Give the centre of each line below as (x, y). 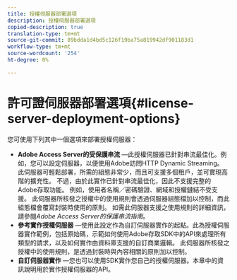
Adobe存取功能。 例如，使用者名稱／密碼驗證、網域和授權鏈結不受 (115, 189)
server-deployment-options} (94, 118)
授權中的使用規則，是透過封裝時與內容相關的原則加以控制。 (104, 251)
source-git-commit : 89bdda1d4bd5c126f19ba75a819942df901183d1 (101, 40)
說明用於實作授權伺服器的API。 (69, 269)
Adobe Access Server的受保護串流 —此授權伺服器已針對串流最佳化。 (119, 154)
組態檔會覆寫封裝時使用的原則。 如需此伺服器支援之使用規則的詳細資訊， (123, 207)
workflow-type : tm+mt (39, 47)
